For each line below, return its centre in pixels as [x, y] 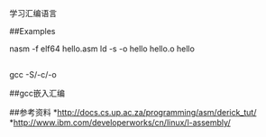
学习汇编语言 [33, 13]
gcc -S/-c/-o [33, 75]
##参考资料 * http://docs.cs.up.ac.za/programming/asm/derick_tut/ [133, 113]
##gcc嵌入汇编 [37, 94]
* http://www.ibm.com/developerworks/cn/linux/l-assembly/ [120, 123]
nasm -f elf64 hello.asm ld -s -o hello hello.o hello [102, 49]
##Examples [32, 31]
